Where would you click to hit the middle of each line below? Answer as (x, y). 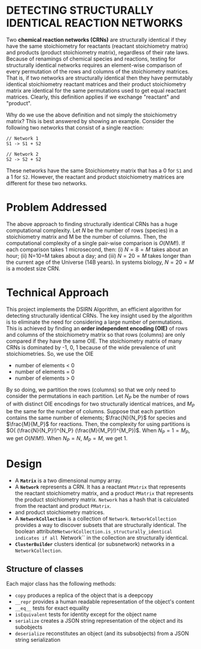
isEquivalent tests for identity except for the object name (86, 614)
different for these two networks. (47, 183)
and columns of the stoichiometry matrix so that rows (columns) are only (96, 334)
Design (24, 464)
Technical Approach (57, 293)
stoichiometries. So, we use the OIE (50, 354)
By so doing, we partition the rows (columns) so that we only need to (91, 389)
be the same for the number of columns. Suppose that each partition (91, 412)
